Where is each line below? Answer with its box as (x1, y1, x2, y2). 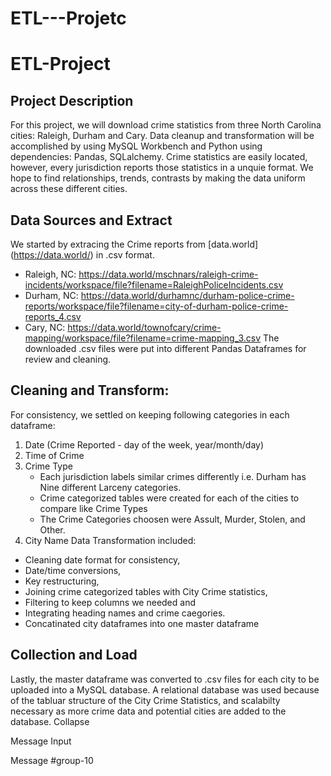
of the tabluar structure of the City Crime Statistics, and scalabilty (10, 694, 281, 706)
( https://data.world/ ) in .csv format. (10, 249, 155, 261)
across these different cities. (10, 183, 128, 195)
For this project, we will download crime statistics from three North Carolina (10, 119, 322, 131)
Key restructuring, (24, 575, 100, 587)
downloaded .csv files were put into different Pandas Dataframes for (24, 343, 307, 354)
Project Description (10, 92, 134, 109)
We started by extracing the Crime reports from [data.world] (10, 238, 259, 250)
